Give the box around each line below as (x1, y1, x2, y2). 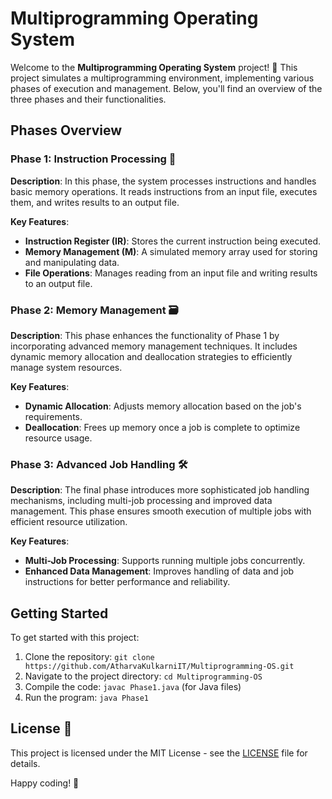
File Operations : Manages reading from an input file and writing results (24, 267, 318, 279)
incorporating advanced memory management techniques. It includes (10, 340, 298, 352)
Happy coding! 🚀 (10, 777, 80, 789)
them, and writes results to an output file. (10, 196, 180, 208)
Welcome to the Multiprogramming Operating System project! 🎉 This (10, 61, 298, 73)
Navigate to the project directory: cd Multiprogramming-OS (24, 670, 263, 682)
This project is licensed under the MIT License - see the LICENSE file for (10, 747, 308, 759)
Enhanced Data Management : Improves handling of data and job (24, 565, 295, 577)
